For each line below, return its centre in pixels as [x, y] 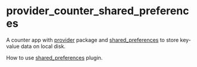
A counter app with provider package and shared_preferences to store [93, 40]
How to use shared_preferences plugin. [54, 58]
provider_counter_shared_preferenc [98, 11]
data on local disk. [43, 46]
